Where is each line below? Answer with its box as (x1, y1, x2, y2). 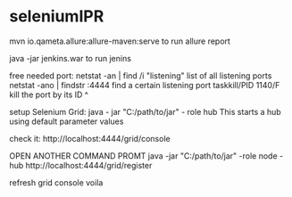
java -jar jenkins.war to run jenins (9, 53, 132, 63)
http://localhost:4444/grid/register (25, 160, 153, 170)
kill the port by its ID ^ (9, 89, 89, 100)
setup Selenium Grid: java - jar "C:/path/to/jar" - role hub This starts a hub (9, 106, 281, 117)
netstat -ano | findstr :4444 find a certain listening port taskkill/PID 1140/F (9, 79, 280, 90)
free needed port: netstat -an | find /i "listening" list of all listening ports (9, 70, 272, 81)
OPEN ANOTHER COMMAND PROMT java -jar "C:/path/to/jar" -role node (9, 150, 279, 161)
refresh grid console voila (9, 176, 104, 188)
